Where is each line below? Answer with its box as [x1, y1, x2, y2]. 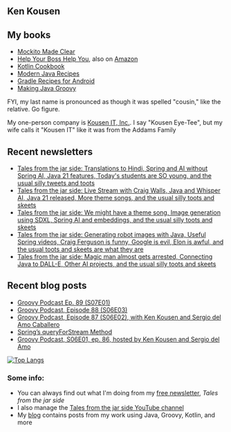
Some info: [7, 373, 45, 383]
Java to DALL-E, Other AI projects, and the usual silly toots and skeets [17, 260, 216, 269]
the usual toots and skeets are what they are [17, 245, 144, 253]
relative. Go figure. [7, 105, 60, 114]
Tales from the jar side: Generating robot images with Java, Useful [17, 231, 206, 239]
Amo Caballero [17, 320, 60, 328]
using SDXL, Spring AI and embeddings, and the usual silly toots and [17, 216, 213, 224]
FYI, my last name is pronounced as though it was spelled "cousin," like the [7, 98, 221, 106]
